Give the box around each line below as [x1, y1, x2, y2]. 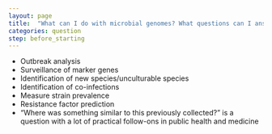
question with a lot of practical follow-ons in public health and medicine [19, 116, 259, 126]
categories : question [8, 27, 82, 35]
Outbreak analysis [19, 57, 81, 66]
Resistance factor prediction [19, 99, 115, 109]
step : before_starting [8, 34, 85, 43]
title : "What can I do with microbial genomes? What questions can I [8, 19, 252, 27]
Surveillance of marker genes [19, 65, 119, 75]
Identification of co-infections [19, 82, 120, 92]
